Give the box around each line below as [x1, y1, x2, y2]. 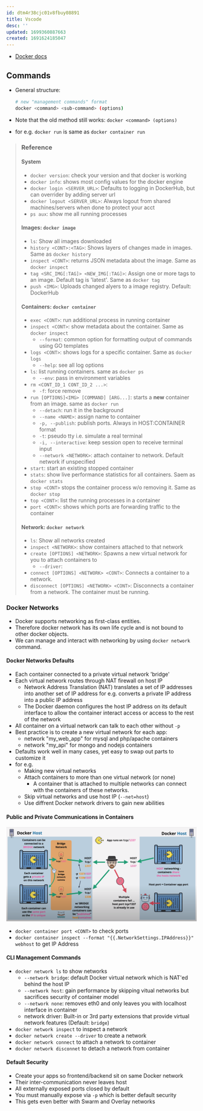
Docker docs [14, 53, 47, 60]
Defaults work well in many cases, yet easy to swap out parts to [14, 747, 174, 755]
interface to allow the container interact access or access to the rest [24, 709, 195, 716]
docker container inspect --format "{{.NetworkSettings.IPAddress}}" [14, 935, 195, 941]
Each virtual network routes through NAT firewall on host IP [14, 676, 163, 684]
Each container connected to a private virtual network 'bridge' [14, 670, 170, 678]
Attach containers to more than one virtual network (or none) [24, 773, 176, 781]
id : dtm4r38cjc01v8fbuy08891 [6, 10, 80, 16]
